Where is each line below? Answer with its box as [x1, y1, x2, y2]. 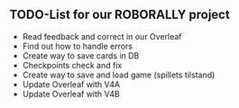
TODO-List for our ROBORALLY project [9, 7, 230, 22]
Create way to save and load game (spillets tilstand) [22, 69, 216, 80]
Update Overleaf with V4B [22, 88, 120, 99]
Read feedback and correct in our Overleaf [22, 31, 182, 41]
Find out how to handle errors [22, 40, 133, 51]
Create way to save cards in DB [22, 49, 140, 61]
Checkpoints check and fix [22, 59, 123, 70]
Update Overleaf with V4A [22, 78, 120, 89]
